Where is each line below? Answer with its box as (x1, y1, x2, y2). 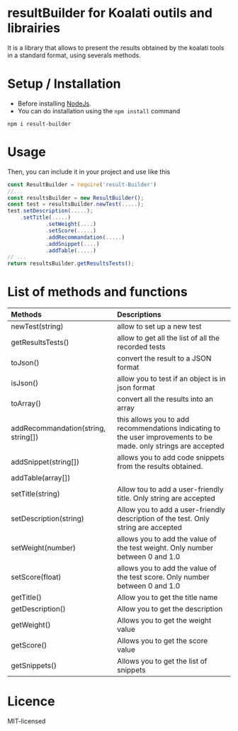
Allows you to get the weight (116, 616, 212, 625)
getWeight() (11, 620, 51, 630)
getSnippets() (11, 661, 57, 671)
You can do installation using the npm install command (17, 106, 181, 115)
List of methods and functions (7, 284, 188, 300)
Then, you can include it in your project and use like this (7, 167, 171, 176)
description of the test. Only (116, 514, 210, 523)
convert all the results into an (116, 395, 214, 404)
